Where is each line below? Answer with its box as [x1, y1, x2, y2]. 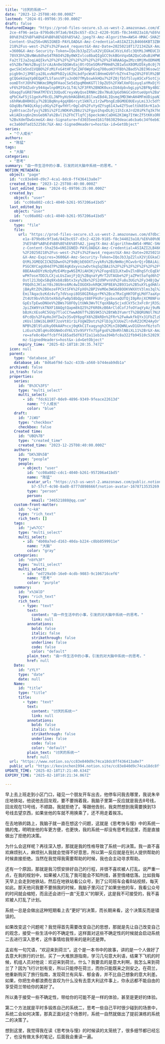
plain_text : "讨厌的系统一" [27, 750, 80, 755]
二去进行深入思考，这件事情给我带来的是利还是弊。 [5, 936, 109, 942]
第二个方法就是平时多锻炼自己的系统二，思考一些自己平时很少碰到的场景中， [5, 1005, 160, 1010]
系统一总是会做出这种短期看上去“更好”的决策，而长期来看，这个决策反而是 [5, 907, 156, 913]
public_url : [9, 764, 34, 769]
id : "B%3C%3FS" [18, 383, 50, 388]
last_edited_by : [9, 204, 43, 210]
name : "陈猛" [27, 475, 53, 480]
